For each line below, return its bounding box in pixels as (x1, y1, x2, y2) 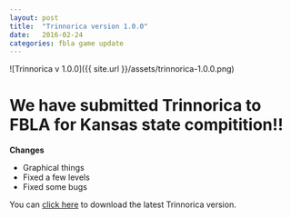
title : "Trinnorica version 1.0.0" (9, 22, 148, 31)
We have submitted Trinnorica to (9, 95, 262, 116)
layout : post (9, 13, 59, 23)
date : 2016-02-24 (9, 30, 84, 39)
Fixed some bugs (22, 182, 88, 193)
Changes (9, 144, 45, 155)
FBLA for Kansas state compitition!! (9, 114, 284, 135)
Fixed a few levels (22, 172, 91, 183)
